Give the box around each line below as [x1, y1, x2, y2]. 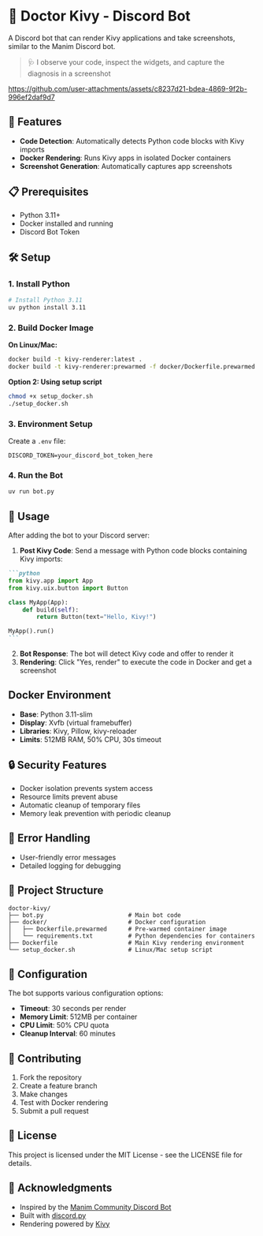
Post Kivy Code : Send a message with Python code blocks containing [19, 546, 247, 556]
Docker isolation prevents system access [19, 783, 154, 792]
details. [8, 1158, 32, 1167]
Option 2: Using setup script [8, 377, 102, 387]
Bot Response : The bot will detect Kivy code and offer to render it [19, 649, 234, 658]
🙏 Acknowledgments [8, 1182, 113, 1195]
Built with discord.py [19, 1211, 87, 1220]
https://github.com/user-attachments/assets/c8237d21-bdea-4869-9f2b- [8, 84, 248, 93]
